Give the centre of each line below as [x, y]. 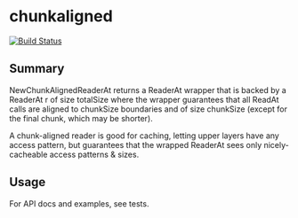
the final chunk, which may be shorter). [81, 118]
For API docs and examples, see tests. [79, 203]
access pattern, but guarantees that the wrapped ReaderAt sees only [136, 144]
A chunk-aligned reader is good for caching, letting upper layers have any [145, 136]
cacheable [28, 154]
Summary [37, 69]
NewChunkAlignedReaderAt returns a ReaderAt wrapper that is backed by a [148, 90]
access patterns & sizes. [94, 154]
